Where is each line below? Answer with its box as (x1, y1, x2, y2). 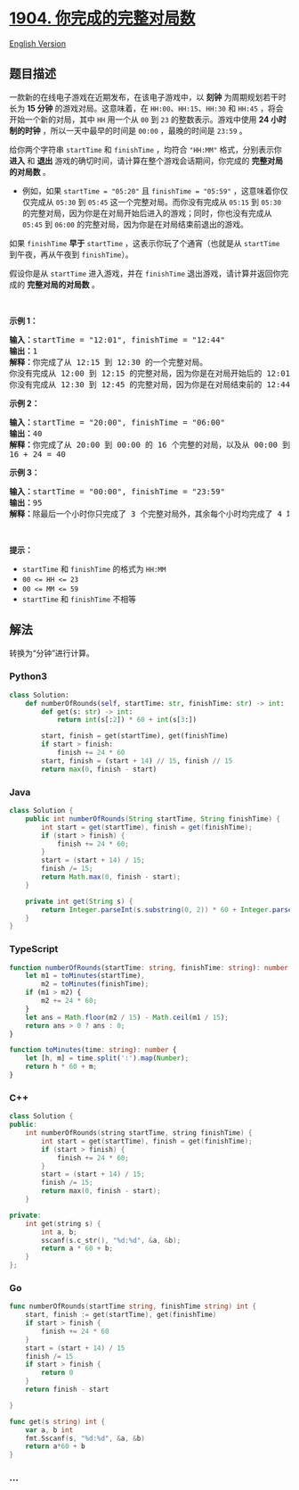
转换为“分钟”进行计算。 (9, 648, 95, 658)
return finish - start (25, 1385, 109, 1395)
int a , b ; (41, 1228, 77, 1237)
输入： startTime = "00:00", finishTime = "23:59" (9, 486, 225, 496)
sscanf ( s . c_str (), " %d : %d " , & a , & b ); (41, 1236, 182, 1245)
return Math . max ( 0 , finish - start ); (41, 873, 181, 882)
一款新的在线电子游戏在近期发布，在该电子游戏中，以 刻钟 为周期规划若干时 (9, 91, 287, 103)
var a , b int (25, 1425, 74, 1435)
